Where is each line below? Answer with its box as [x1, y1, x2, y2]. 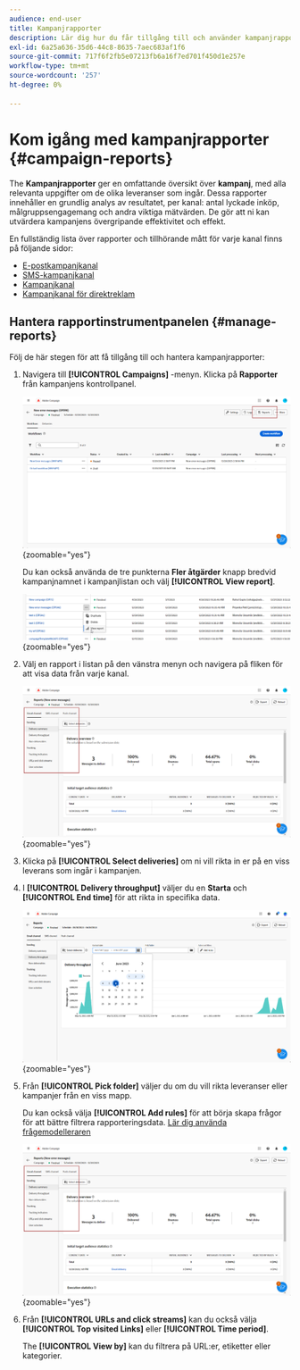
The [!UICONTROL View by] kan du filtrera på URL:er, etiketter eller [21, 1341, 271, 1352]
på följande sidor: [9, 242, 74, 254]
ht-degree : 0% [9, 80, 62, 89]
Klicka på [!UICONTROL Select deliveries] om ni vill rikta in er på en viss [21, 856, 290, 866]
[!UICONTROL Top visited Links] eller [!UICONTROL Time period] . [21, 1324, 270, 1334]
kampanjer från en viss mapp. [21, 1090, 132, 1100]
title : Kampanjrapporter [9, 23, 102, 33]
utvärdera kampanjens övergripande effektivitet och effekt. [9, 215, 226, 227]
